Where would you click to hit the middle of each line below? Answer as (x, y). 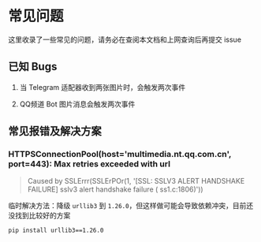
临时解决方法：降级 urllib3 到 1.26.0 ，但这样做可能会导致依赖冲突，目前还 (131, 206)
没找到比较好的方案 (39, 216)
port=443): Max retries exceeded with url (89, 164)
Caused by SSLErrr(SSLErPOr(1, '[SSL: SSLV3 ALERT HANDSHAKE (136, 181)
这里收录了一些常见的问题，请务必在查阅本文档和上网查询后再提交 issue (125, 39)
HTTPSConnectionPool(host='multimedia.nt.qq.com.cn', (120, 155)
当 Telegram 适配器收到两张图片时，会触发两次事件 (103, 87)
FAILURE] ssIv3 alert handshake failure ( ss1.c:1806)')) (115, 189)
